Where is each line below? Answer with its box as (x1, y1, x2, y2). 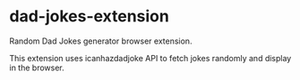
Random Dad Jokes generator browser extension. (9, 36, 193, 46)
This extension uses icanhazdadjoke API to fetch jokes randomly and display (9, 52, 292, 63)
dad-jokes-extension (9, 6, 170, 27)
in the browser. (9, 62, 64, 73)
